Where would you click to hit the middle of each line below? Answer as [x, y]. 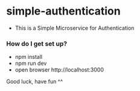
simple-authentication [63, 11]
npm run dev [31, 63]
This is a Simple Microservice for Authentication [75, 28]
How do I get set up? [37, 44]
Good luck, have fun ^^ [35, 82]
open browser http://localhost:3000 [59, 70]
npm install [29, 57]
